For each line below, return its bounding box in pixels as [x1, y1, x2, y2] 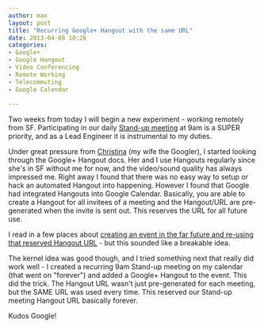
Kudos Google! [8, 311, 57, 321]
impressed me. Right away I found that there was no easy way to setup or [8, 172, 249, 182]
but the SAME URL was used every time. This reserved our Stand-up [8, 287, 232, 297]
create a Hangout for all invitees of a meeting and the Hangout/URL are [8, 198, 240, 207]
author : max [8, 11, 48, 20]
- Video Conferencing [8, 64, 80, 71]
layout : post [8, 19, 52, 27]
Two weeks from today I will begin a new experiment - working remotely [8, 114, 244, 124]
